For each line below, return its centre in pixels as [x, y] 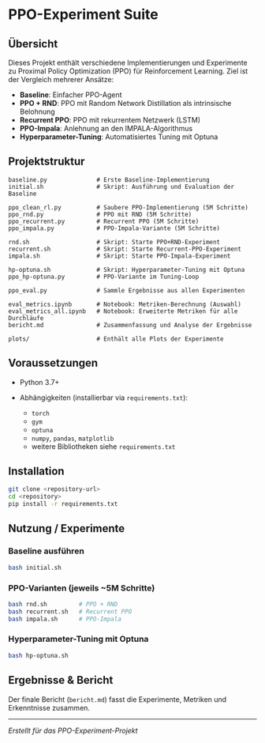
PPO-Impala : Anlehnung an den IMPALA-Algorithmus [106, 128]
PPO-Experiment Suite [84, 15]
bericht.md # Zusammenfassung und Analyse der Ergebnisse [130, 325]
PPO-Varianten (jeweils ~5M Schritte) [82, 588]
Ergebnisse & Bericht [61, 680]
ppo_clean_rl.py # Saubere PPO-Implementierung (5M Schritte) [128, 207]
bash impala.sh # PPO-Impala [65, 619]
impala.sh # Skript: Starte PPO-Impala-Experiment [119, 256]
